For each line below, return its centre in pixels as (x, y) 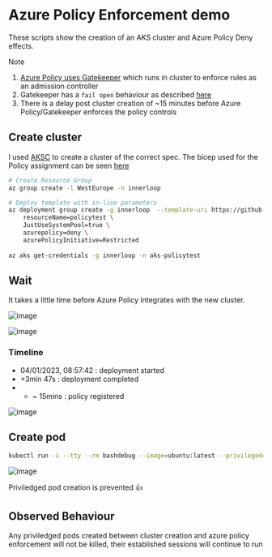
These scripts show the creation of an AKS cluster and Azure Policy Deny (131, 37)
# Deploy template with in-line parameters (83, 203)
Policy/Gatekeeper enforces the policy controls (98, 112)
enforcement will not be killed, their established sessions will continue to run (136, 544)
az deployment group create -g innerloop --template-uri (108, 210)
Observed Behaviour (62, 516)
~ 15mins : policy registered (78, 396)
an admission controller (59, 86)
